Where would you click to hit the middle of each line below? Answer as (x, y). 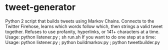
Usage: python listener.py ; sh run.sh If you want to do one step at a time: (80, 37)
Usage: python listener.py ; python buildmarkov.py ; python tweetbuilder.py (82, 42)
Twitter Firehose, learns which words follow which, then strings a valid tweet (84, 26)
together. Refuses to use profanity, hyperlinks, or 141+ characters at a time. (82, 31)
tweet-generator (40, 7)
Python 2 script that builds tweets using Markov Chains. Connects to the (80, 21)
